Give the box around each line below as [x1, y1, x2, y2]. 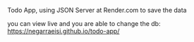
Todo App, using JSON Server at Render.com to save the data [7, 6, 187, 14]
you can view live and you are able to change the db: [7, 20, 161, 27]
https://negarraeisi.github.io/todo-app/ [7, 27, 120, 35]
